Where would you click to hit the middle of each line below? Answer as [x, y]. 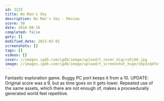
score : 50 [15, 23]
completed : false [23, 32]
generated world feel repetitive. [37, 94]
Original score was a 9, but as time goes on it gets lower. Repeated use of [79, 83]
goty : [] [14, 37]
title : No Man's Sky [26, 14]
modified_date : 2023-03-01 [32, 41]
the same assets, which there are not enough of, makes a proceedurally [77, 88]
